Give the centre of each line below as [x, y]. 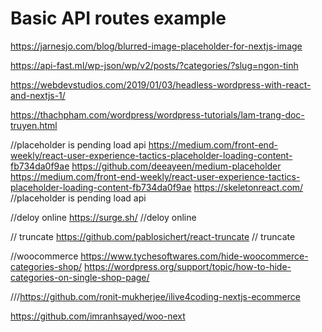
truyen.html [34, 125]
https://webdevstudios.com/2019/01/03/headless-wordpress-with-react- [161, 84]
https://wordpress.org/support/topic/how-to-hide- [188, 266]
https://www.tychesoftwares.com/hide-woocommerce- [194, 256]
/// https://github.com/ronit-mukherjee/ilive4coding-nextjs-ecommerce [155, 296]
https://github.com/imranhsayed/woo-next [98, 316]
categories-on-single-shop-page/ [80, 277]
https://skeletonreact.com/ [248, 187]
